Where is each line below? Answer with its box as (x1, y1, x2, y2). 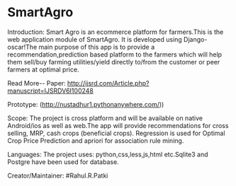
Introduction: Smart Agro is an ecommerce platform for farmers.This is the (7, 28, 224, 36)
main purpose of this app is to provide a (38, 42, 155, 51)
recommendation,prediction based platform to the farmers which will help (7, 50, 222, 59)
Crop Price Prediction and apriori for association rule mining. (7, 136, 184, 145)
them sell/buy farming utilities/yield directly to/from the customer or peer (7, 57, 220, 66)
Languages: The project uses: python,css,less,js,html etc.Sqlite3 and (7, 150, 208, 158)
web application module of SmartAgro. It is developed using (7, 35, 182, 43)
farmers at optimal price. (7, 65, 79, 74)
